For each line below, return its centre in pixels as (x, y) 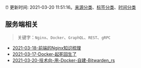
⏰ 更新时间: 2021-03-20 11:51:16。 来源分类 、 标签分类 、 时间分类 (70, 7)
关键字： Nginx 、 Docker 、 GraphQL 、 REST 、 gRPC (64, 37)
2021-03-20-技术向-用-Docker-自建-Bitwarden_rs (64, 60)
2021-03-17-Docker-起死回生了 (44, 54)
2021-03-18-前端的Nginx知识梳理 (47, 48)
